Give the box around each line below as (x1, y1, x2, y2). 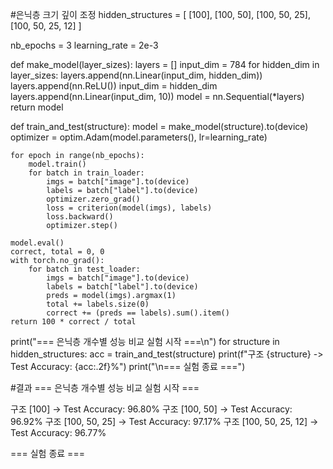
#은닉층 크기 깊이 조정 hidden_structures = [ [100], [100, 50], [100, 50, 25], (10, 9, 311, 20)
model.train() (28, 159, 87, 169)
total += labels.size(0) (46, 299, 150, 309)
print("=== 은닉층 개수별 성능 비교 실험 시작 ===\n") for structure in (10, 336, 280, 347)
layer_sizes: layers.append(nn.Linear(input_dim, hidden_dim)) (10, 69, 263, 81)
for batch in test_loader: (28, 264, 141, 274)
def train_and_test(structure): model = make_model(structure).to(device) (10, 121, 309, 132)
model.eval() (10, 238, 65, 248)
